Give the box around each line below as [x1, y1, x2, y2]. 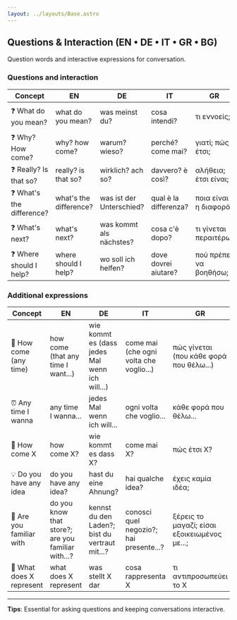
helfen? [99, 263, 125, 273]
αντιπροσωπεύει [172, 571, 228, 581]
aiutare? [150, 268, 178, 278]
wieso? [99, 147, 123, 156]
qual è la [150, 193, 179, 203]
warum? [99, 138, 127, 148]
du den [88, 512, 112, 521]
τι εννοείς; [195, 111, 231, 121]
